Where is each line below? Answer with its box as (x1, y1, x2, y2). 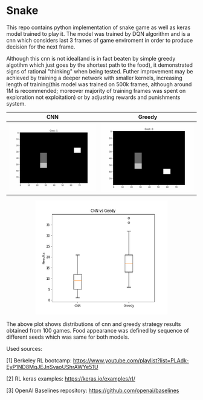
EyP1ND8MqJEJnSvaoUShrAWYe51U (6, 364, 98, 371)
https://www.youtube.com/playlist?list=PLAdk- (72, 357, 189, 364)
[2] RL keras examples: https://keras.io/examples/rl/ (6, 375, 136, 382)
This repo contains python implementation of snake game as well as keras (6, 24, 191, 31)
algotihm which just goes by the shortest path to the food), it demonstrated (6, 61, 193, 69)
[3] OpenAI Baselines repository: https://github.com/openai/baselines (6, 387, 179, 395)
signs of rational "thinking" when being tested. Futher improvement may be (6, 67, 193, 75)
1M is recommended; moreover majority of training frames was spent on (6, 87, 186, 94)
